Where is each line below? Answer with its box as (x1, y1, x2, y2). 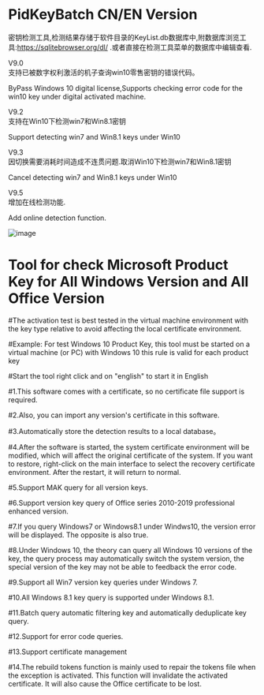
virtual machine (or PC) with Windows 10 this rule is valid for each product (8, 347, 249, 357)
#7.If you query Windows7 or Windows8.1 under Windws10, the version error (8, 521, 256, 531)
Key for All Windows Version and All (8, 273, 249, 291)
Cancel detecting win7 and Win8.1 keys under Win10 (8, 172, 177, 182)
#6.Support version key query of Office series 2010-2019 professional (8, 498, 235, 507)
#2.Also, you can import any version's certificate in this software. (8, 410, 220, 420)
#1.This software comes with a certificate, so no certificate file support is (8, 387, 245, 396)
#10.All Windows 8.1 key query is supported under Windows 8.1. (8, 592, 214, 602)
